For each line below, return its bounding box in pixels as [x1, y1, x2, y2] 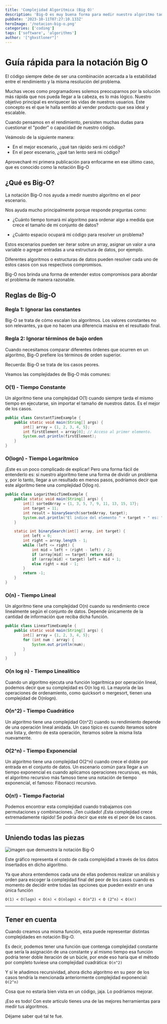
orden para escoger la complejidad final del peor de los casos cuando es [5, 877, 155, 883]
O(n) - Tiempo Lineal [5, 592, 56, 599]
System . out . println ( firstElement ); [23, 434, 97, 439]
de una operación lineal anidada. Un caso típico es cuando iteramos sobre [5, 724, 158, 730]
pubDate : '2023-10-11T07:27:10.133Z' [5, 16, 83, 21]
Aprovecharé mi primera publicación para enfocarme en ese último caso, [5, 158, 155, 165]
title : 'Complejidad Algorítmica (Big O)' [5, 7, 94, 12]
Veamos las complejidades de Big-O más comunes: [5, 371, 111, 377]
